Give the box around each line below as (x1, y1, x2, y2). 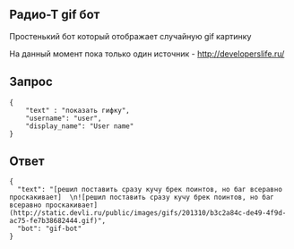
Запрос (9, 74, 54, 90)
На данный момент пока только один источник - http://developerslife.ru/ (9, 48, 285, 59)
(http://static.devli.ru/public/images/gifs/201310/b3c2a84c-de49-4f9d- (9, 209, 287, 218)
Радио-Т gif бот (9, 7, 100, 22)
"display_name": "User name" (25, 121, 134, 131)
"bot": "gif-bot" (17, 224, 82, 234)
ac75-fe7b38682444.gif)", (9, 217, 106, 226)
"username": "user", (25, 114, 102, 123)
